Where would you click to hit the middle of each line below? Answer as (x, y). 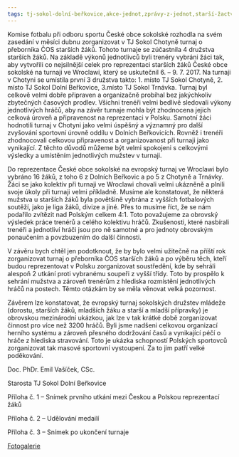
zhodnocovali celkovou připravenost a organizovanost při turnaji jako (108, 140)
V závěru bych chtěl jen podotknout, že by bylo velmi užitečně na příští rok (117, 251)
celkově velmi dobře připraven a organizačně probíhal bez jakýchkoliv (110, 95)
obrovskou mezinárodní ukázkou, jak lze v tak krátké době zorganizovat (112, 317)
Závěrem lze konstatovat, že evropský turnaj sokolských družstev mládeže (117, 303)
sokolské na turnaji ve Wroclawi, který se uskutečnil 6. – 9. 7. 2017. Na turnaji (119, 72)
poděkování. (26, 355)
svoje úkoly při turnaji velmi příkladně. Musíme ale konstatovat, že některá (116, 191)
